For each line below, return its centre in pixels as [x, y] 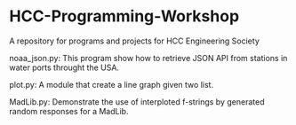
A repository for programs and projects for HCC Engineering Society [135, 41]
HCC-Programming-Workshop [124, 16]
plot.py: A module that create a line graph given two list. [112, 84]
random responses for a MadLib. [69, 111]
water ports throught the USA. [64, 67]
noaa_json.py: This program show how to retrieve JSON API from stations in [148, 58]
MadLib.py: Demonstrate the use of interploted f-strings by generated [137, 102]
